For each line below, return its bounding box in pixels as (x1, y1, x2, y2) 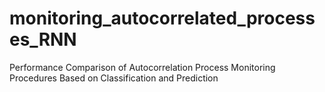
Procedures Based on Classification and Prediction (9, 72, 219, 84)
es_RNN (9, 28, 77, 51)
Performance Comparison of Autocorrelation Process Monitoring (9, 61, 276, 73)
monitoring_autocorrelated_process (9, 7, 316, 30)
